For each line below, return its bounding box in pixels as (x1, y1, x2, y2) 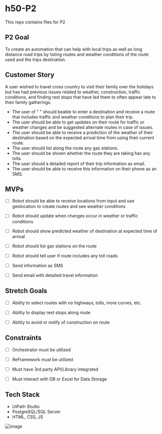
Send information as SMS (12, 262, 63, 269)
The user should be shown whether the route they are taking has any (12, 150, 151, 156)
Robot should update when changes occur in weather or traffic (12, 213, 138, 219)
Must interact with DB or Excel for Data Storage (12, 376, 107, 382)
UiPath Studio (12, 403, 40, 409)
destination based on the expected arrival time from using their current (12, 135, 154, 141)
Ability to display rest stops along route (12, 310, 91, 315)
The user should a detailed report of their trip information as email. (12, 161, 146, 166)
